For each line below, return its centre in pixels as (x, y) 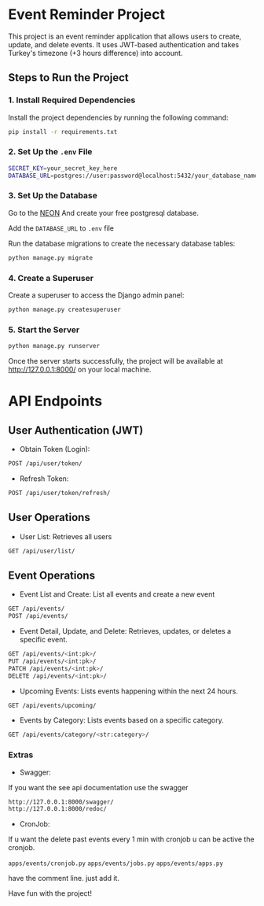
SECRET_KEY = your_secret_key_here (63, 168)
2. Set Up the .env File (50, 152)
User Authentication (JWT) (76, 430)
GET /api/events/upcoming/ (52, 705)
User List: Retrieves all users (66, 536)
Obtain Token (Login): (55, 449)
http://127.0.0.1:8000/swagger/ (61, 802)
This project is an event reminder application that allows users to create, (125, 36)
